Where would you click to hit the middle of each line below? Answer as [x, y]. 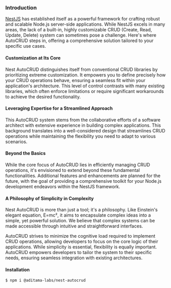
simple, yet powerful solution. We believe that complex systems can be [80, 221]
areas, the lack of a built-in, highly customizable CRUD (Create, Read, [79, 30]
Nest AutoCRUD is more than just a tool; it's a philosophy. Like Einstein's [81, 210]
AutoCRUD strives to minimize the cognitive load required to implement [80, 236]
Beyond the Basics [26, 153]
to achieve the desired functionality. [43, 97]
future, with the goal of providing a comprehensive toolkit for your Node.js [83, 181]
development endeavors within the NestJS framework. [63, 186]
